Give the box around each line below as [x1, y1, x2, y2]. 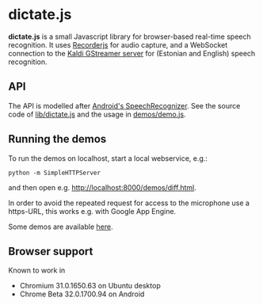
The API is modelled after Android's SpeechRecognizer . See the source [8, 101, 241, 110]
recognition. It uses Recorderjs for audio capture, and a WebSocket [8, 40, 228, 49]
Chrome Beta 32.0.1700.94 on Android [19, 289, 145, 299]
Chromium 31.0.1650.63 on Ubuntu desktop [19, 281, 161, 291]
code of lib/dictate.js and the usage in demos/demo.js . [8, 109, 186, 119]
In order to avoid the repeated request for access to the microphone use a [8, 198, 250, 208]
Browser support [8, 244, 93, 258]
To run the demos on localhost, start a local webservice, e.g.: [8, 153, 208, 163]
